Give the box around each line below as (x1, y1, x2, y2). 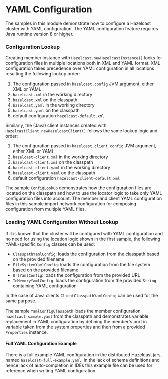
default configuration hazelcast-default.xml (12, 113, 104, 119)
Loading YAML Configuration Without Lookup (5, 219, 119, 226)
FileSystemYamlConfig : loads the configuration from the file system (12, 261, 150, 267)
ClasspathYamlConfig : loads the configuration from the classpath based (12, 251, 160, 257)
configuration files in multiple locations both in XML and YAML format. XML (5, 60, 160, 66)
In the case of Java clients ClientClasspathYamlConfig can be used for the (5, 292, 158, 298)
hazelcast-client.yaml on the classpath (12, 170, 96, 176)
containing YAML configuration (12, 283, 77, 289)
